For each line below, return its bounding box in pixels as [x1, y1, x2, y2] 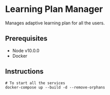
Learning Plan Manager [5, 3, 103, 15]
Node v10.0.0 [12, 47, 40, 53]
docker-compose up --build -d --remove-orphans [5, 85, 106, 90]
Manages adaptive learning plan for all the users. [5, 20, 105, 26]
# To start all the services [5, 81, 65, 86]
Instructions [5, 67, 44, 76]
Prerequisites [5, 34, 48, 43]
